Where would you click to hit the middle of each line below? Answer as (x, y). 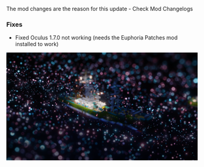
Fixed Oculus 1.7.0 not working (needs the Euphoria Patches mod (96, 38)
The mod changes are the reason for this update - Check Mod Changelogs (100, 9)
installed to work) (37, 44)
